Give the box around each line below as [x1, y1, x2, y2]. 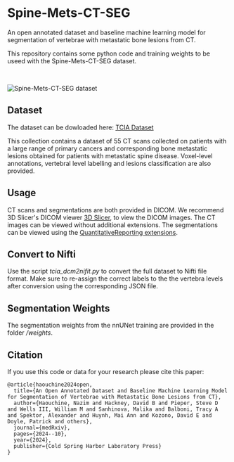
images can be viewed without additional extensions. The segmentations [7, 220, 218, 229]
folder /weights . [7, 328, 53, 337]
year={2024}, [13, 437, 52, 444]
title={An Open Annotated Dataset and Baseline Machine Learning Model [13, 387, 228, 394]
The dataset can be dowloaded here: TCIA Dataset [7, 123, 154, 131]
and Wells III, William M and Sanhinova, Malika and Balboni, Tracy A [7, 406, 219, 413]
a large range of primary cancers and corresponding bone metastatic [7, 144, 208, 153]
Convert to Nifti [7, 248, 76, 260]
